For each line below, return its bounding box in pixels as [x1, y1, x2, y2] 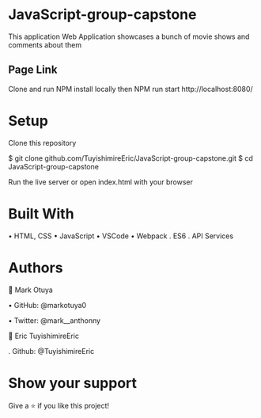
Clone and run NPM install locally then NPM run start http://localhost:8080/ [8, 84, 253, 93]
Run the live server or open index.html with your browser [8, 177, 194, 187]
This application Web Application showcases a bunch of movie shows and [8, 32, 250, 41]
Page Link [8, 63, 58, 77]
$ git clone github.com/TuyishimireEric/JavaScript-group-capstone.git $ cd [8, 153, 253, 163]
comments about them [8, 40, 82, 49]
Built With [8, 204, 74, 222]
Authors [8, 259, 63, 276]
